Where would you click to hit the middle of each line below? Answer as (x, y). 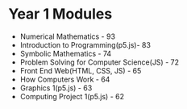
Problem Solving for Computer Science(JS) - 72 (100, 62)
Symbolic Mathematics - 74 (66, 53)
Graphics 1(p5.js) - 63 (56, 88)
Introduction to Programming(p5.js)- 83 (85, 44)
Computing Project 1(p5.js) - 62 (72, 96)
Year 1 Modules (60, 14)
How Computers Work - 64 (65, 79)
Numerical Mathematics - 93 (67, 36)
